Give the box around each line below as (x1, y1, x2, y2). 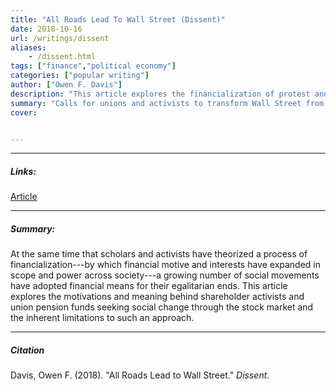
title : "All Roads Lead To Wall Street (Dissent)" (10, 14, 226, 25)
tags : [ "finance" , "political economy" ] (10, 61, 177, 71)
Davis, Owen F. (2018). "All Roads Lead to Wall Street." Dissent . (10, 369, 270, 381)
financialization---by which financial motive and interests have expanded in (10, 259, 322, 271)
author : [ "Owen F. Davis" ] (10, 80, 123, 90)
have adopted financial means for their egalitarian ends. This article (10, 280, 288, 292)
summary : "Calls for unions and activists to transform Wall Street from (10, 98, 325, 108)
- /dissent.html (28, 52, 97, 62)
